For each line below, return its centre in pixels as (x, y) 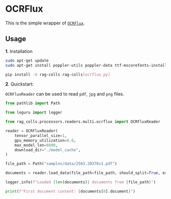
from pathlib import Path (33, 103)
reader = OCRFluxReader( (32, 131)
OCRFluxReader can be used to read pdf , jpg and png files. (65, 94)
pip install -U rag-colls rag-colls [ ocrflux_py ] (58, 74)
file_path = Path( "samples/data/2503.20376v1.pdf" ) (61, 164)
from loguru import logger (34, 112)
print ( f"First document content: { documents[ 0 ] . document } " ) (70, 191)
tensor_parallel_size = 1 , (41, 135)
